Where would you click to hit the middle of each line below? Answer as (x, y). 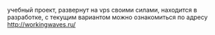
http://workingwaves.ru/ (42, 24)
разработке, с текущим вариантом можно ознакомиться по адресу (108, 17)
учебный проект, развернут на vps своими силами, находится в (102, 10)
